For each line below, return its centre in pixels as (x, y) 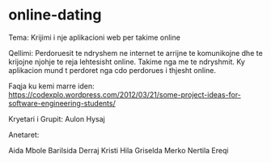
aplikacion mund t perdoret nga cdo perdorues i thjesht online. (112, 70)
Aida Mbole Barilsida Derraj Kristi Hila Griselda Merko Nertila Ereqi (119, 150)
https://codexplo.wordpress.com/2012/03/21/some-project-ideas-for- (125, 94)
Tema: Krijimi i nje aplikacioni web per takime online (94, 37)
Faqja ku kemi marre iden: (51, 86)
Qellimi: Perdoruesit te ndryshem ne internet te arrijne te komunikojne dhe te (135, 53)
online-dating (55, 15)
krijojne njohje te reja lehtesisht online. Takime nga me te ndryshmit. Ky (127, 62)
